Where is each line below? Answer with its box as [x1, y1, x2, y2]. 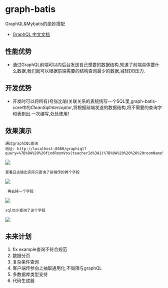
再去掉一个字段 [7, 189, 34, 194]
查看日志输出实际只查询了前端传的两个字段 [5, 170, 80, 175]
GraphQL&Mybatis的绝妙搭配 [5, 20, 65, 26]
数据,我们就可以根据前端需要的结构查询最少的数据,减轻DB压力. [16, 67, 145, 73]
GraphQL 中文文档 [12, 31, 50, 37]
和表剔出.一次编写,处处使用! [12, 110, 69, 116]
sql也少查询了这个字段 [5, 208, 46, 213]
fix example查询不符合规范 [12, 246, 67, 252]
